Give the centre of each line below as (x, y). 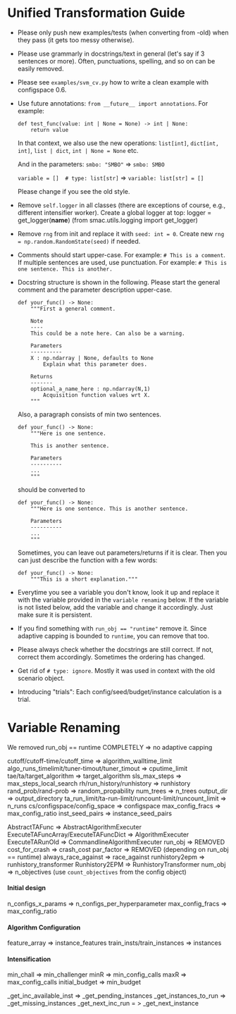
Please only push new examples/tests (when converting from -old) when (123, 32)
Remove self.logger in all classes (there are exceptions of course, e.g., (122, 205)
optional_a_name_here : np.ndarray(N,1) (91, 389)
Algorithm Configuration (44, 927)
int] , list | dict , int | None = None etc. (78, 150)
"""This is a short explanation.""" (84, 579)
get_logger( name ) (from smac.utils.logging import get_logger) (108, 220)
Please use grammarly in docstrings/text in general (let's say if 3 (111, 54)
